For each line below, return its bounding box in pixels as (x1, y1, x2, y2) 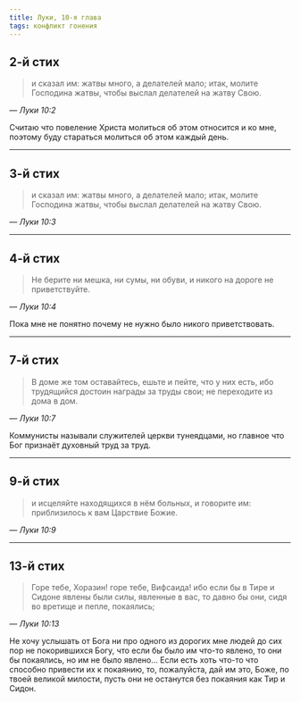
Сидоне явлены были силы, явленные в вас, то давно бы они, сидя (30, 591, 287, 603)
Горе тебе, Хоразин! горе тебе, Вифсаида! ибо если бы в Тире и (30, 582, 275, 593)
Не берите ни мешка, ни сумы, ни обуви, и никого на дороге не (30, 274, 274, 285)
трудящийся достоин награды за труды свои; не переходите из (30, 386, 273, 397)
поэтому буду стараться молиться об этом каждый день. (9, 131, 229, 143)
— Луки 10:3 (9, 216, 56, 228)
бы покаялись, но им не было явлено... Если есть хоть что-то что (9, 655, 259, 665)
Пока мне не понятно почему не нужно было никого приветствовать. (9, 318, 275, 329)
